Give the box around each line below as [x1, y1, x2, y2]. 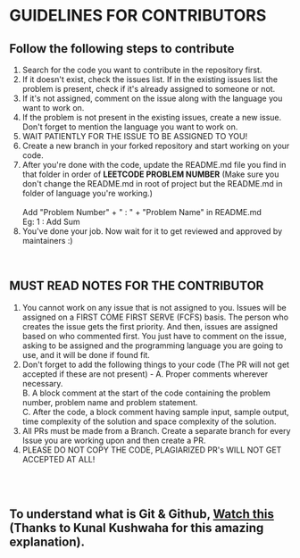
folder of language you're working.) [21, 188, 154, 198]
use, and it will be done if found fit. [21, 349, 150, 360]
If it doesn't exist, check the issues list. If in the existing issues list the [21, 74, 279, 85]
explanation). [9, 535, 85, 550]
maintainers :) [21, 236, 73, 246]
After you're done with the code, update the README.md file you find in [21, 160, 287, 170]
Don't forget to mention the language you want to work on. [21, 121, 238, 132]
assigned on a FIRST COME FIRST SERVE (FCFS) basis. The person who [21, 312, 288, 322]
